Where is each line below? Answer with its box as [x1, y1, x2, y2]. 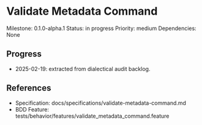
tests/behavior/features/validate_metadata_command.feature [15, 112, 170, 119]
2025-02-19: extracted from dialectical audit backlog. [15, 65, 151, 72]
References [6, 83, 51, 93]
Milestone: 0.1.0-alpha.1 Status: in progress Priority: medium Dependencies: [6, 25, 197, 32]
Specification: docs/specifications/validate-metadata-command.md [15, 99, 187, 107]
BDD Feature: [15, 105, 50, 113]
